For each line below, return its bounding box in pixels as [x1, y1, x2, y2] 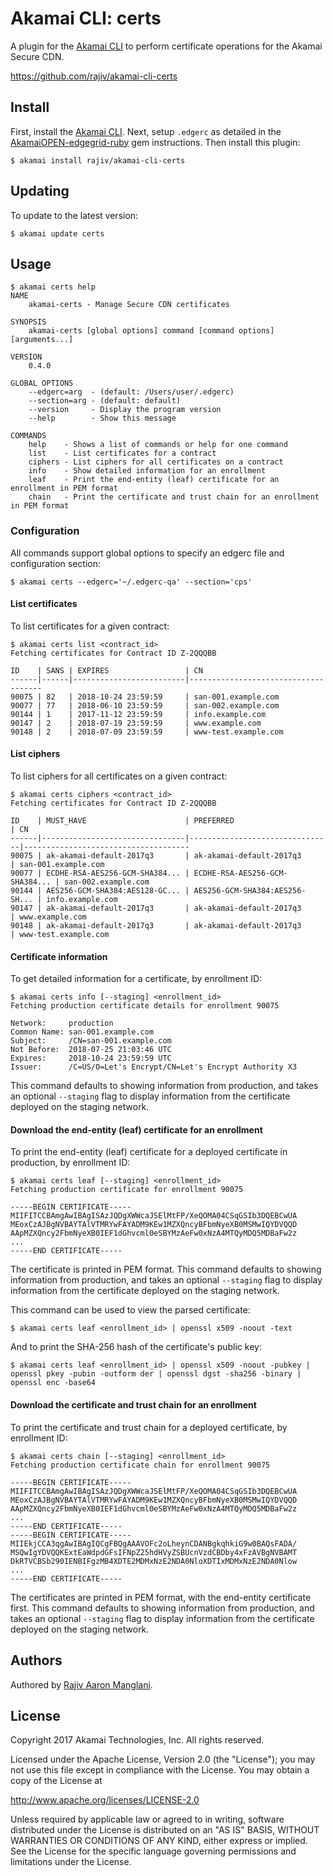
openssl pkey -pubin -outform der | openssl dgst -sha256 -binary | [10, 1369, 302, 1379]
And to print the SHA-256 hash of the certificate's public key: [10, 1341, 262, 1353]
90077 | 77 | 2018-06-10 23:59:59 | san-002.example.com [10, 700, 280, 711]
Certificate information [10, 950, 108, 962]
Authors [10, 1652, 63, 1669]
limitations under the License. [10, 1856, 132, 1868]
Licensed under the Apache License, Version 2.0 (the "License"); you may [10, 1753, 316, 1766]
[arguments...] [10, 335, 74, 345]
